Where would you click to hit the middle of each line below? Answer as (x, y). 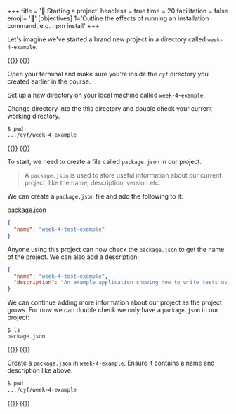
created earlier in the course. (49, 81)
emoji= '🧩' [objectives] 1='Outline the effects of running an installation (108, 18)
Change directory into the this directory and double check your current (110, 108)
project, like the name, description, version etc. (92, 183)
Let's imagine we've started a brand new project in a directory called (106, 39)
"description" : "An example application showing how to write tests (116, 283)
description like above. (40, 370)
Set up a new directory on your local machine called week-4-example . (106, 95)
